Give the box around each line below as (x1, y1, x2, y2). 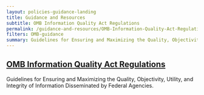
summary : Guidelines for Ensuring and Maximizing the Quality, (6, 37, 170, 43)
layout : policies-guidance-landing (6, 8, 97, 15)
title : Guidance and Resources (6, 15, 86, 21)
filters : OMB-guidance (6, 31, 64, 38)
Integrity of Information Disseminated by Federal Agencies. (6, 82, 154, 89)
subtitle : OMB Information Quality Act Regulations (6, 20, 140, 26)
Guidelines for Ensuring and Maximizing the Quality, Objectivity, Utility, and (6, 75, 194, 82)
